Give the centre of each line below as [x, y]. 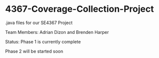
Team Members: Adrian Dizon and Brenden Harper [57, 32]
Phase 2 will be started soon [34, 51]
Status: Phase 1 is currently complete [43, 42]
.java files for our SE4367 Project [39, 23]
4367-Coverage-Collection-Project [79, 9]
